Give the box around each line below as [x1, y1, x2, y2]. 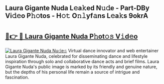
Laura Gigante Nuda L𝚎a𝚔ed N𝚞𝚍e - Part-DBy [5, 4, 150, 12]
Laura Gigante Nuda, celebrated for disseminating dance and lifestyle [5, 53, 148, 59]
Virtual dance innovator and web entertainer [68, 48, 159, 53]
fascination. [5, 74, 29, 80]
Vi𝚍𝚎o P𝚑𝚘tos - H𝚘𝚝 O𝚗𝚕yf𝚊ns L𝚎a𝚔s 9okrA [5, 12, 149, 20]
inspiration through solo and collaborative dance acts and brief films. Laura [5, 59, 160, 64]
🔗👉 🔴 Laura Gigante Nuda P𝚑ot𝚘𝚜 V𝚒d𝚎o [5, 32, 138, 41]
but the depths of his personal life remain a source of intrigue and [5, 69, 140, 75]
